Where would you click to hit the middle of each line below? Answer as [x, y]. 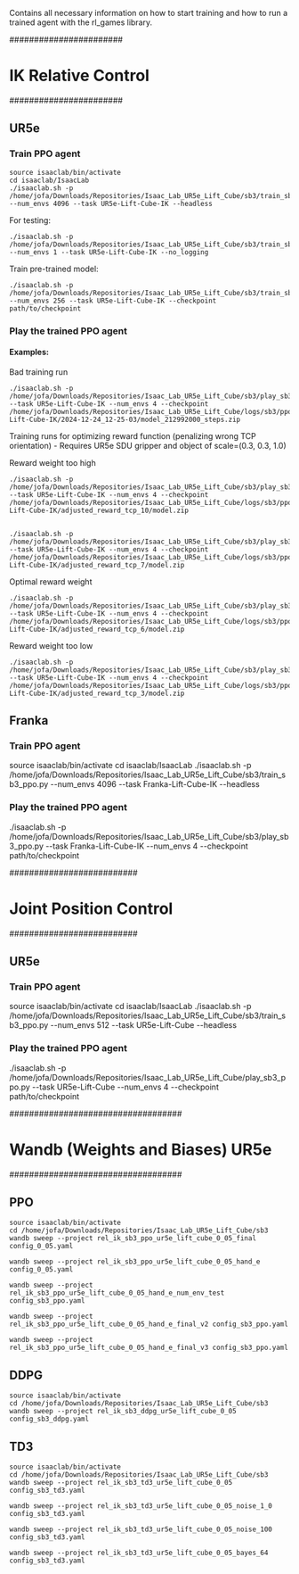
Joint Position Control [91, 908]
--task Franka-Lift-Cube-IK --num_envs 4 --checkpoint [147, 846]
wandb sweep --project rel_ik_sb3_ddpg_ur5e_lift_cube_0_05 [123, 1412]
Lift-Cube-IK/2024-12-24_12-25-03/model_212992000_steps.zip [125, 419]
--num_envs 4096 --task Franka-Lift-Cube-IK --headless [155, 784]
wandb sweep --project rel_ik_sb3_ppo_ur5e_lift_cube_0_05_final [133, 1238]
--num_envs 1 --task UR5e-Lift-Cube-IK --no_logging [109, 252]
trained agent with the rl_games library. [81, 22]
